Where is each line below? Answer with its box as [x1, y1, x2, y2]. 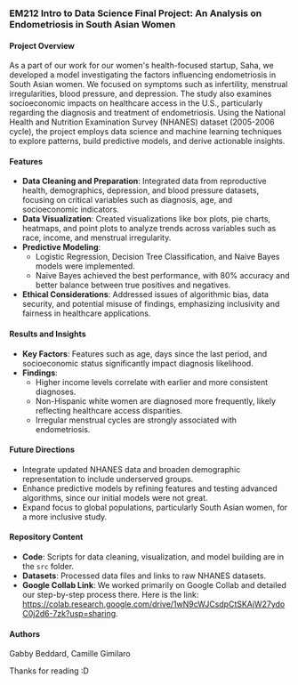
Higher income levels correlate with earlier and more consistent [35, 376, 269, 387]
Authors [9, 628, 41, 639]
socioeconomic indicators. [21, 204, 120, 215]
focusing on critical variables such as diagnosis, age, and [21, 195, 233, 205]
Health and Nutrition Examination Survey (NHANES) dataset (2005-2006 [9, 117, 275, 127]
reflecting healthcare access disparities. [35, 405, 183, 415]
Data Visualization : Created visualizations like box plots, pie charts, [21, 214, 271, 224]
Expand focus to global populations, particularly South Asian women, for [21, 502, 288, 512]
